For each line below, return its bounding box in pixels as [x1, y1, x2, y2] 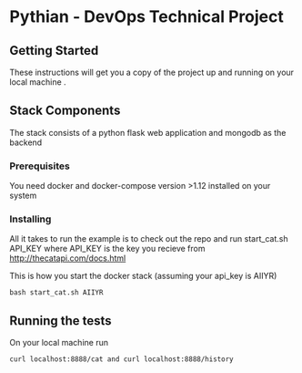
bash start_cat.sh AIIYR [9, 288, 104, 297]
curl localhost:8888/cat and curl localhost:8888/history [9, 355, 234, 364]
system [9, 190, 37, 202]
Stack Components [9, 103, 121, 119]
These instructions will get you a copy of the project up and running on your [9, 67, 294, 78]
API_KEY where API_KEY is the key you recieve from [9, 243, 206, 254]
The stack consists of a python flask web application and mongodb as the [9, 127, 287, 138]
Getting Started [9, 43, 99, 58]
